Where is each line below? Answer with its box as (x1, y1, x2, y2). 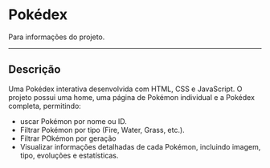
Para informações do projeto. (8, 32, 105, 42)
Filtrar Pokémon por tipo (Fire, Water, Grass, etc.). (19, 125, 185, 134)
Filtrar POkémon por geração (19, 134, 117, 143)
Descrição (8, 62, 61, 77)
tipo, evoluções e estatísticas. (19, 150, 119, 160)
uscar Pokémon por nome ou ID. (19, 116, 127, 126)
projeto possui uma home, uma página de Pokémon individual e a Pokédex (8, 92, 256, 102)
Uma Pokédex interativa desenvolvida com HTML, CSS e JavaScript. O (8, 84, 243, 94)
